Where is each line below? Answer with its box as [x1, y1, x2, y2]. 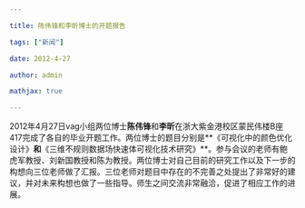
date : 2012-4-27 [9, 54, 71, 64]
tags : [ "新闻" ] [9, 37, 64, 46]
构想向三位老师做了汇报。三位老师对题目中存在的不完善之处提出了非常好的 [9, 166, 288, 177]
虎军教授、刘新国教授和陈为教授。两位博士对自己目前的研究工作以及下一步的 [9, 155, 296, 166]
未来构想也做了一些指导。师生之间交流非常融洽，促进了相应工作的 [40, 178, 288, 189]
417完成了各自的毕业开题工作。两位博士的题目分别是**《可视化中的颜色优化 [9, 133, 293, 144]
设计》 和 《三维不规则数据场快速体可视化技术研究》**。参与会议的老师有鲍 [9, 144, 289, 154]
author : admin [9, 70, 64, 80]
